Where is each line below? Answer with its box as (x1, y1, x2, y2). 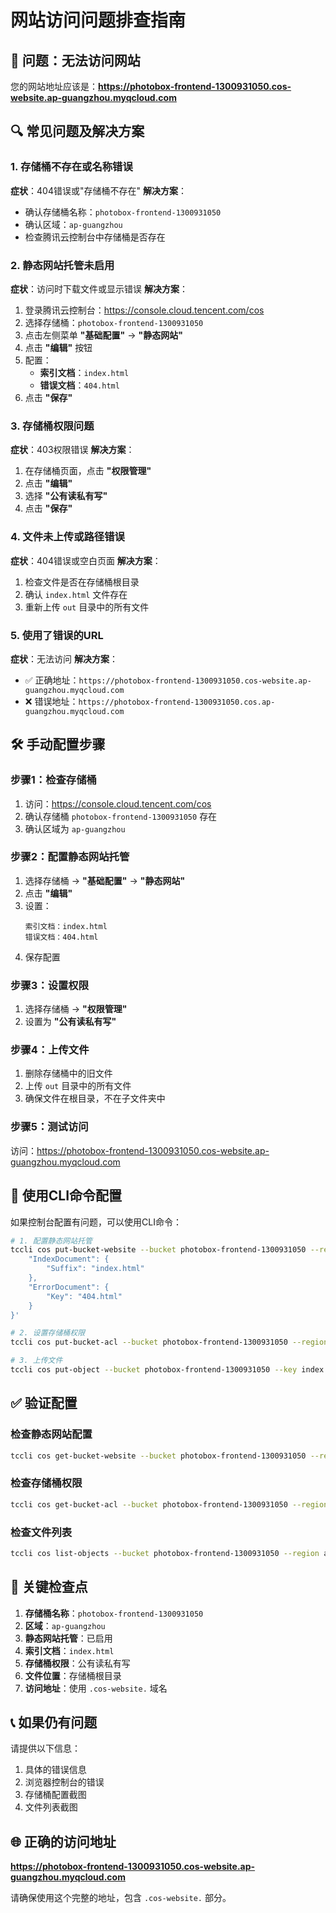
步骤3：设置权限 (10, 978, 90, 992)
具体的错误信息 (24, 1764, 87, 1776)
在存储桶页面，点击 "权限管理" (24, 465, 152, 477)
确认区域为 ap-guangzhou (24, 822, 126, 835)
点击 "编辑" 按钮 (24, 341, 93, 353)
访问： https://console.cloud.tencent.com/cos (24, 797, 212, 810)
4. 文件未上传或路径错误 (10, 530, 125, 544)
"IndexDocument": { (28, 1254, 110, 1265)
